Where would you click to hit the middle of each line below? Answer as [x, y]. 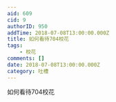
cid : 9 [17, 20]
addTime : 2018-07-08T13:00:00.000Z [58, 33]
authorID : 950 [28, 26]
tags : [15, 45]
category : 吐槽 [28, 71]
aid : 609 [20, 13]
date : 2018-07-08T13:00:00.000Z [54, 65]
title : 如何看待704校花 [38, 39]
